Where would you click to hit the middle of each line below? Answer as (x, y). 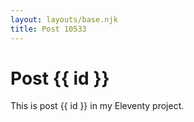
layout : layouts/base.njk (64, 19)
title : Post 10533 (48, 29)
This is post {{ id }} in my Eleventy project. (97, 106)
